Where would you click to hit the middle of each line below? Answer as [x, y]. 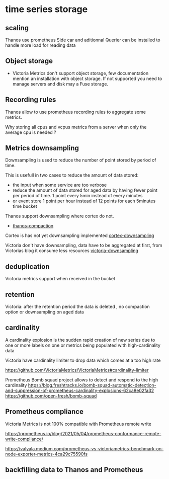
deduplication [27, 266]
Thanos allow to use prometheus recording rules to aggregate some [75, 112]
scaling [17, 28]
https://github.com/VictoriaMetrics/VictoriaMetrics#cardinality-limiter [77, 370]
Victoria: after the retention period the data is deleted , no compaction [77, 307]
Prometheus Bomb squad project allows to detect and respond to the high [82, 380]
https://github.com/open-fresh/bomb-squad [51, 395]
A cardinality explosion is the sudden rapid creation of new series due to [80, 340]
